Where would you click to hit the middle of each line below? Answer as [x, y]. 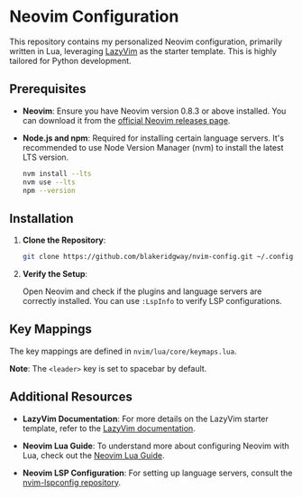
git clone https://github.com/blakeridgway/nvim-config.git [137, 257]
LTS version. [46, 157]
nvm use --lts [49, 182]
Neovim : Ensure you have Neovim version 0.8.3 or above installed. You [154, 111]
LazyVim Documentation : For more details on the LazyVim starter [145, 419]
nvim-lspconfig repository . [72, 482]
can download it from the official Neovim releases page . [126, 120]
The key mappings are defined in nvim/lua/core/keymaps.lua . [123, 351]
